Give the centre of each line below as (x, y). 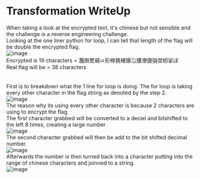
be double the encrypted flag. (43, 47)
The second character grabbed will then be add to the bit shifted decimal (97, 137)
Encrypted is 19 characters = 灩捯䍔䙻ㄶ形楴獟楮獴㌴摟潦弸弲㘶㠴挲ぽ (92, 60)
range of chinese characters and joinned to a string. (70, 163)
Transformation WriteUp (68, 11)
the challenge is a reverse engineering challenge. (67, 34)
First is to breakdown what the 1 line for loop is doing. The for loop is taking (99, 86)
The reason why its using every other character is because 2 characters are (100, 105)
